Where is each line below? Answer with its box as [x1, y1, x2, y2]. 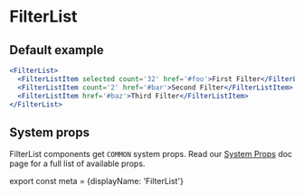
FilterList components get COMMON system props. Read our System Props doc [9, 149, 292, 160]
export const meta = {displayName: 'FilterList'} [9, 176, 184, 187]
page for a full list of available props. [9, 158, 146, 169]
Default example [9, 42, 104, 58]
